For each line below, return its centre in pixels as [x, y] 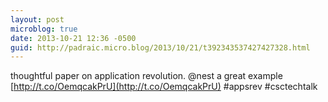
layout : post [37, 19]
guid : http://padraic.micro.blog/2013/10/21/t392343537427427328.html [160, 47]
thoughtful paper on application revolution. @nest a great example [146, 76]
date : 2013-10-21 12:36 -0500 [73, 38]
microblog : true [44, 29]
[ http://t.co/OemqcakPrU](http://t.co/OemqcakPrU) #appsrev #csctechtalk [164, 87]
